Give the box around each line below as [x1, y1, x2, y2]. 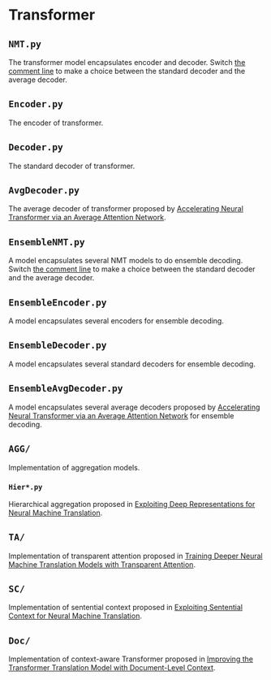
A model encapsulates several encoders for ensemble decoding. [8, 316, 225, 326]
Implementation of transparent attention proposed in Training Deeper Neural [8, 551, 264, 561]
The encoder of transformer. [8, 118, 104, 128]
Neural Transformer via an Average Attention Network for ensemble [8, 410, 234, 420]
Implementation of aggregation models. [8, 462, 140, 472]
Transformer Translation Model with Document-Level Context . [8, 663, 216, 673]
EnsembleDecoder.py [8, 340, 107, 351]
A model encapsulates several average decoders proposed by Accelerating [8, 402, 260, 412]
